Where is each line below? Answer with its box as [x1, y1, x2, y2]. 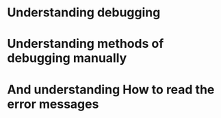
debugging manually [7, 50, 127, 66]
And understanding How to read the [7, 82, 215, 97]
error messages [7, 96, 99, 112]
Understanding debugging [7, 5, 161, 20]
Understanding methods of [7, 36, 164, 52]
